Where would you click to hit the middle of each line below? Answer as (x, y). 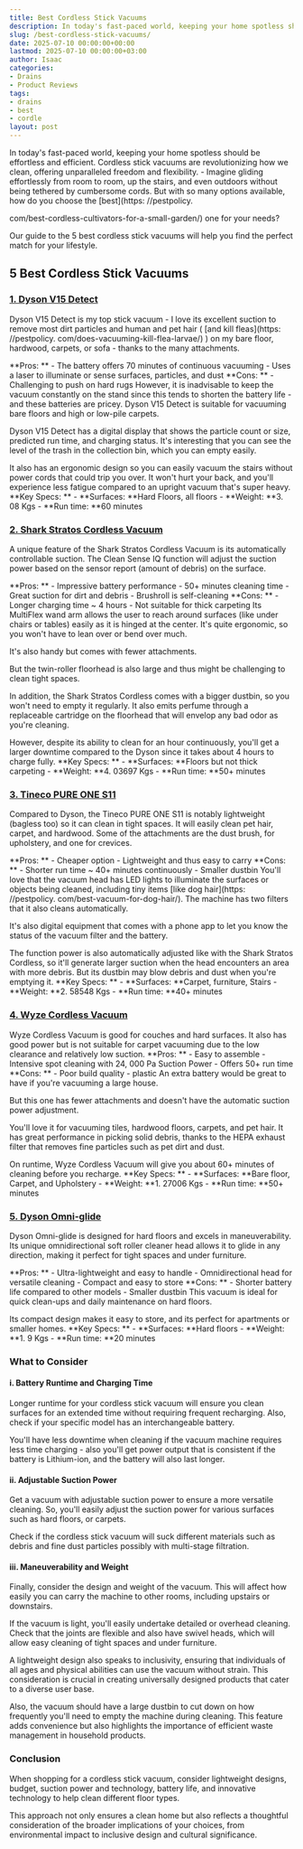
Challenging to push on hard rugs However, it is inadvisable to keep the (142, 384)
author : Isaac (36, 60)
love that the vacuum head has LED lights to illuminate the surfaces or (139, 880)
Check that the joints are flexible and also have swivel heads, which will (142, 1633)
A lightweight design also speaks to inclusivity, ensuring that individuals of (147, 1660)
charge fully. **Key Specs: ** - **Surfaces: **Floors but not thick (134, 761)
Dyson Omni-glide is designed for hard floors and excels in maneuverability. (150, 1235)
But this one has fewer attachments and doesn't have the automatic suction (150, 1100)
